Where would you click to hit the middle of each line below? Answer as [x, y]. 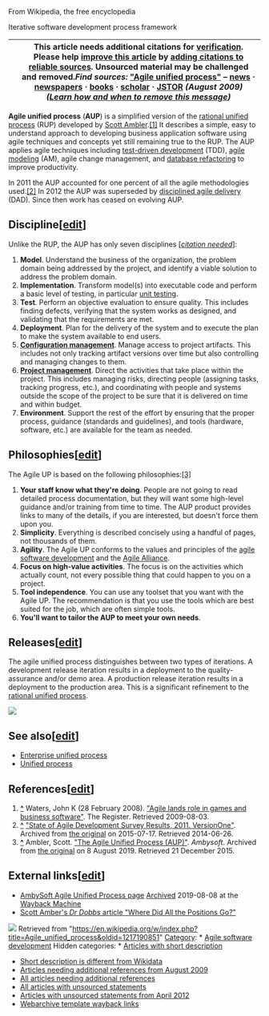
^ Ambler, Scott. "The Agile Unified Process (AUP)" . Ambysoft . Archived [138, 842]
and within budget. [51, 404]
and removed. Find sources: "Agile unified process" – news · [139, 77]
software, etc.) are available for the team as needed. [106, 430]
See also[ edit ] [44, 736]
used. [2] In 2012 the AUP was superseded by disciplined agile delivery [125, 191]
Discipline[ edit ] [47, 225]
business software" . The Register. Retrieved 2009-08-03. [114, 817]
